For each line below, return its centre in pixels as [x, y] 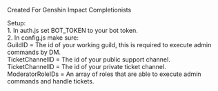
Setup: [17, 23]
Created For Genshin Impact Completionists [69, 10]
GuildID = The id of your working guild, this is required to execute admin [109, 45]
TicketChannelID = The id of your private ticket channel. [87, 67]
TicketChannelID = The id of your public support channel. [89, 60]
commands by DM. [34, 52]
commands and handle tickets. [51, 81]
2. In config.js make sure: [43, 38]
